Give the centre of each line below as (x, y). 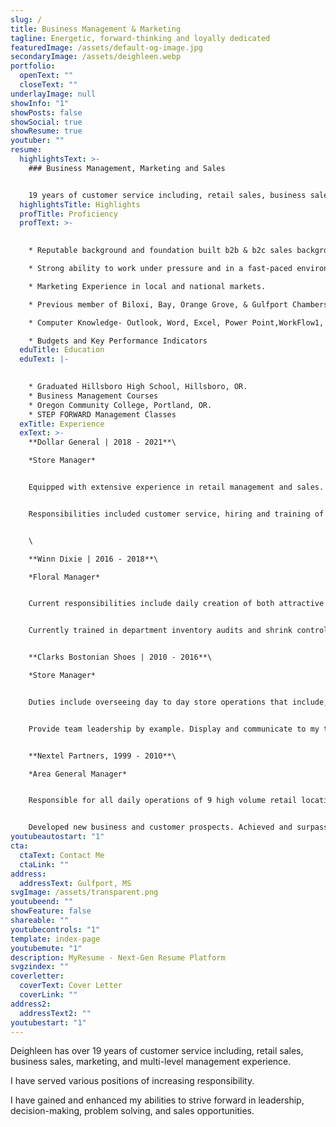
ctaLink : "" (44, 864)
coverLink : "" (48, 995)
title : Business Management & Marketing (96, 29)
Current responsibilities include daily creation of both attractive (176, 604)
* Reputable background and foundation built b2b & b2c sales (160, 251)
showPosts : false (46, 112)
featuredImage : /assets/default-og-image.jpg (106, 47)
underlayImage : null (53, 94)
